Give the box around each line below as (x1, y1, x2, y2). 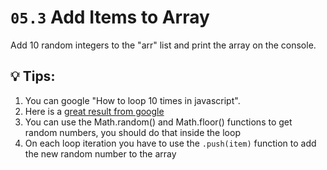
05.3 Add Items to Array (10, 6, 210, 29)
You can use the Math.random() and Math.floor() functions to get (24, 116, 293, 128)
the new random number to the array (24, 147, 177, 160)
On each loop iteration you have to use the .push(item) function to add (24, 137, 317, 149)
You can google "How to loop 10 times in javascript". (24, 94, 241, 106)
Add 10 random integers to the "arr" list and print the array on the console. (10, 39, 317, 51)
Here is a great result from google (24, 105, 165, 117)
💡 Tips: (10, 68, 56, 85)
